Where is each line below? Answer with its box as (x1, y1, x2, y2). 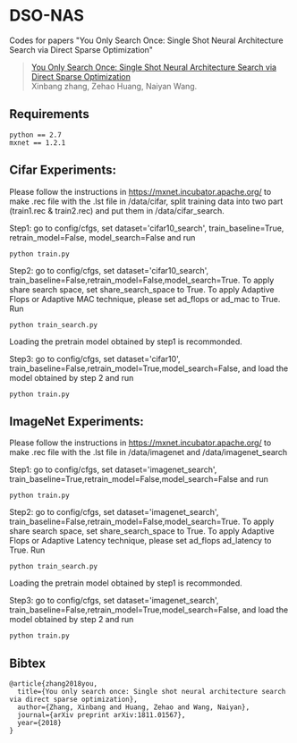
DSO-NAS (9, 5, 85, 26)
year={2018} (17, 719, 63, 728)
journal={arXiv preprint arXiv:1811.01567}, (17, 711, 186, 720)
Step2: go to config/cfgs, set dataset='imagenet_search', (9, 507, 219, 518)
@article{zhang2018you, (9, 680, 98, 688)
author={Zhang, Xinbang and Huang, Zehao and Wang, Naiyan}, (17, 703, 250, 712)
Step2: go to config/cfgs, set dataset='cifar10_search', (9, 265, 209, 275)
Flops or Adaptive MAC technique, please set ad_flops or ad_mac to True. (9, 293, 281, 304)
